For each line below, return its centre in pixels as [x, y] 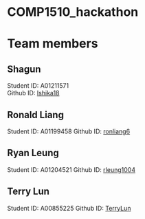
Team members [53, 44]
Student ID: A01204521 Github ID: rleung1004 [71, 169]
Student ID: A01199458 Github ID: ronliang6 [69, 131]
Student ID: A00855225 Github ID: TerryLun [69, 208]
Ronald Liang [35, 115]
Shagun [24, 69]
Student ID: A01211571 [38, 86]
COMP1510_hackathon [73, 12]
